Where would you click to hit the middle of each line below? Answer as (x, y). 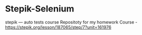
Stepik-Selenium (40, 9)
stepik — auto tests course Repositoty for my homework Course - (71, 22)
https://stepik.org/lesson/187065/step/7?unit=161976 (58, 27)
